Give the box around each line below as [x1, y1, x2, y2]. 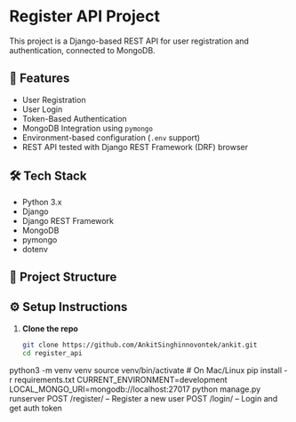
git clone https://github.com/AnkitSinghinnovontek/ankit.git [21, 340, 258, 349]
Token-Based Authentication [21, 113, 127, 123]
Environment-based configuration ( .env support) [21, 131, 201, 143]
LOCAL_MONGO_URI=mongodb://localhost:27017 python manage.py [9, 384, 261, 394]
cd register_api [21, 348, 83, 357]
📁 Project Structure [9, 269, 117, 284]
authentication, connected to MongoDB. [9, 44, 156, 55]
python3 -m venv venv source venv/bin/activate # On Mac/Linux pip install [9, 364, 283, 375]
